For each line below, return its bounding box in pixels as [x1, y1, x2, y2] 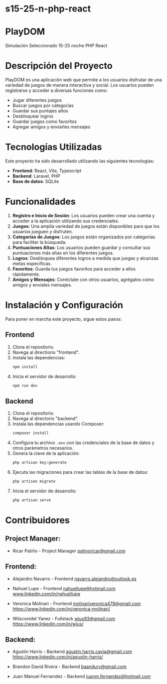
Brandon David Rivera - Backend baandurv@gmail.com [12, 663, 127, 670]
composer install [12, 431, 49, 436]
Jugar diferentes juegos [12, 97, 62, 103]
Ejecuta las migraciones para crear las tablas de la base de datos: [12, 469, 148, 475]
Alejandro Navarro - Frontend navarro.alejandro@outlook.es [12, 576, 137, 582]
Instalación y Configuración [5, 300, 123, 311]
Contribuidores [5, 514, 70, 526]
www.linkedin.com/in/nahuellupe [12, 591, 81, 597]
